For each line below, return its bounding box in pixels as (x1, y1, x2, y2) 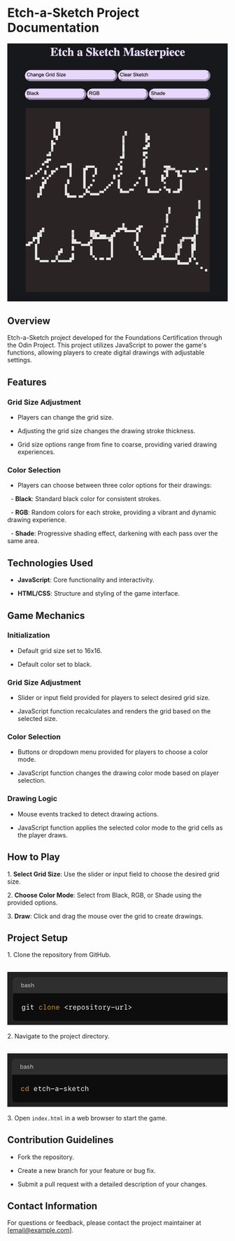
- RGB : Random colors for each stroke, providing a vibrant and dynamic (10, 508, 217, 516)
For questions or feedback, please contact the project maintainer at (7, 1219, 201, 1227)
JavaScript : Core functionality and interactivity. (17, 576, 155, 584)
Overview (7, 315, 51, 327)
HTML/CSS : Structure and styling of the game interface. (17, 589, 180, 598)
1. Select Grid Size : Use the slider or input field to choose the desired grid (7, 870, 220, 878)
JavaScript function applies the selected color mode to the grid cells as (17, 823, 223, 832)
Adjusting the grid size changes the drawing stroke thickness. (17, 427, 196, 435)
